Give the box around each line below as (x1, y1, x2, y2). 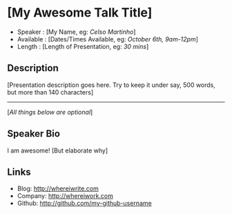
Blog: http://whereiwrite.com (17, 184, 99, 193)
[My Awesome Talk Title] (7, 5, 153, 21)
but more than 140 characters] (7, 88, 94, 96)
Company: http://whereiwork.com (17, 192, 114, 200)
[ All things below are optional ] (7, 108, 93, 116)
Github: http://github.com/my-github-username (17, 199, 152, 208)
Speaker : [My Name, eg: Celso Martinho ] (17, 28, 136, 36)
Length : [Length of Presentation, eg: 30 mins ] (17, 42, 149, 50)
